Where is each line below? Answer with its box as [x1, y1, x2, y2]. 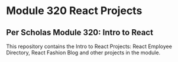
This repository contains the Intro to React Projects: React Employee [6, 43, 173, 50]
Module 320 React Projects [6, 4, 143, 18]
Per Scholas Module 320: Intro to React [6, 27, 154, 37]
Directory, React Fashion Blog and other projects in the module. [6, 49, 161, 56]
